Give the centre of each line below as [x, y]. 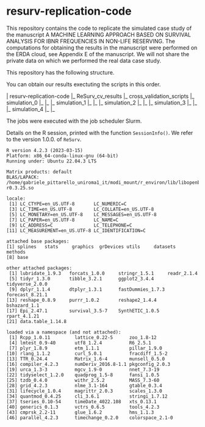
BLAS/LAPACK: [23, 177]
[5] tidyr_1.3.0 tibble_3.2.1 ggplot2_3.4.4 [81, 279]
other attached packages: [39, 268]
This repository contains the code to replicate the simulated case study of [99, 28]
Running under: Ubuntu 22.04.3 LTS [52, 161]
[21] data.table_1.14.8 [37, 321]
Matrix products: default [39, 172]
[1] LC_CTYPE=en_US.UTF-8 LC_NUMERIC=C [68, 204]
